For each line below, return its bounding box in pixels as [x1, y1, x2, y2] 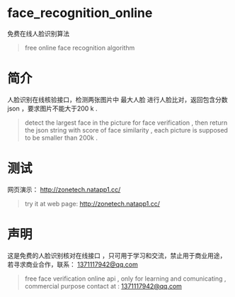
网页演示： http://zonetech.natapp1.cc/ [7, 185, 121, 194]
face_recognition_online [7, 5, 153, 21]
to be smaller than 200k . [24, 133, 98, 142]
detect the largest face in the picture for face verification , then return [24, 118, 228, 127]
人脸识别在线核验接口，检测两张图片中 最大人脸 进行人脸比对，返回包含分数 [7, 95, 228, 103]
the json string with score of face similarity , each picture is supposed [24, 125, 229, 134]
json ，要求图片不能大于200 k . [7, 104, 98, 113]
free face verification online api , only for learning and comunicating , [24, 274, 227, 283]
